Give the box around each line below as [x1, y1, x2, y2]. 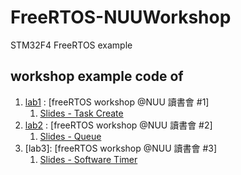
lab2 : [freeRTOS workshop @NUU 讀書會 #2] [24, 119, 213, 131]
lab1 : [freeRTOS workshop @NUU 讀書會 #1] [24, 96, 210, 108]
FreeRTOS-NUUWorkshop [10, 6, 232, 29]
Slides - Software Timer [39, 153, 138, 165]
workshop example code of [10, 68, 184, 85]
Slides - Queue [39, 130, 102, 142]
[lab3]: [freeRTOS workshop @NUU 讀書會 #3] [24, 142, 218, 154]
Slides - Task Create [39, 107, 124, 119]
